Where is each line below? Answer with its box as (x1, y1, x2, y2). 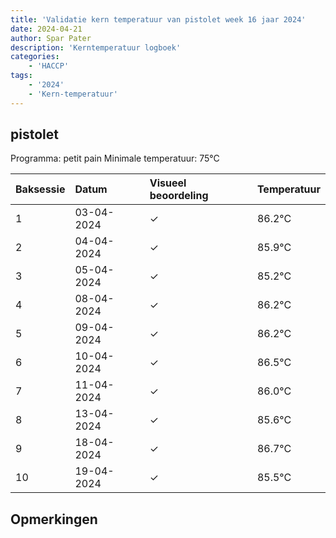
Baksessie (15, 182, 66, 196)
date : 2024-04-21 (10, 24, 83, 34)
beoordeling (149, 189, 209, 203)
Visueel (149, 176, 187, 190)
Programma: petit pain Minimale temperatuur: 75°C (10, 152, 220, 165)
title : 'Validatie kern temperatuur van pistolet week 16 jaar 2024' (10, 14, 307, 25)
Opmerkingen (10, 511, 98, 528)
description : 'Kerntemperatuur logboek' (10, 42, 182, 53)
